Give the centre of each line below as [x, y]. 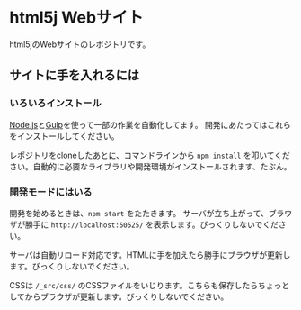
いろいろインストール [55, 104]
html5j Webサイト [76, 18]
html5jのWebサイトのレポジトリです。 [80, 44]
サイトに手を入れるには [74, 75]
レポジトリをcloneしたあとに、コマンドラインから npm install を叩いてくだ [150, 155]
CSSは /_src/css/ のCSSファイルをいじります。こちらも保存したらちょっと [150, 285]
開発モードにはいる [51, 192]
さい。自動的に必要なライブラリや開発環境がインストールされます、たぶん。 [150, 166]
